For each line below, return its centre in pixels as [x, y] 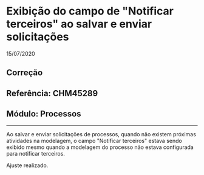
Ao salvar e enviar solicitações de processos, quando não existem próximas [101, 134]
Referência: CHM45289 [52, 93]
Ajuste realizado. [27, 165]
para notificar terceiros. [36, 153]
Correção [25, 73]
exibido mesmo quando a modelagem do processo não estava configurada [100, 147]
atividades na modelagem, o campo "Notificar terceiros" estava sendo [94, 140]
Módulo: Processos [44, 114]
